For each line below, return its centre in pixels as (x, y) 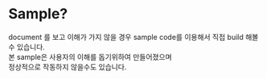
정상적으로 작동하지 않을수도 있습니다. (68, 67)
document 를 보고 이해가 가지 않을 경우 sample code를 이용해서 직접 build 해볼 (133, 37)
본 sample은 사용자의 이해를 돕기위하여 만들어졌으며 (90, 57)
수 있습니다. (27, 47)
